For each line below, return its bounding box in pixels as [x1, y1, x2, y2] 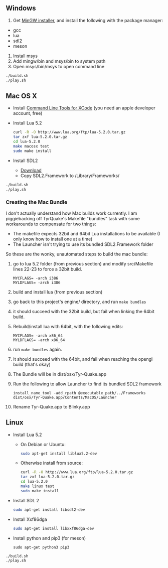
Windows [6, 4, 36, 13]
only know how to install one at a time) [13, 236, 93, 242]
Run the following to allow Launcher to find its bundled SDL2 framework [13, 381, 162, 387]
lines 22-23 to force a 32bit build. [13, 266, 82, 272]
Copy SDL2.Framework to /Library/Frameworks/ [20, 173, 120, 179]
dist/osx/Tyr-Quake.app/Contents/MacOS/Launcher [13, 395, 117, 400]
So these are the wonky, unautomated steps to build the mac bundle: [6, 251, 148, 257]
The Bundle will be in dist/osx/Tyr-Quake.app [13, 371, 107, 377]
